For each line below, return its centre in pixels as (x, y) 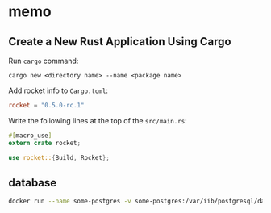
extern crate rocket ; (45, 143)
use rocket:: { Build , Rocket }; (59, 157)
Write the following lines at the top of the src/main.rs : (98, 120)
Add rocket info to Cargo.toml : (58, 90)
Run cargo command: (44, 61)
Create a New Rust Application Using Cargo (120, 42)
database (33, 183)
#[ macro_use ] (30, 136)
